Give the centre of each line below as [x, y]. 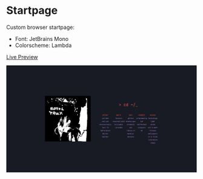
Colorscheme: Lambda [43, 45]
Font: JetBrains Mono [42, 39]
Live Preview [22, 57]
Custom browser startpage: [40, 27]
